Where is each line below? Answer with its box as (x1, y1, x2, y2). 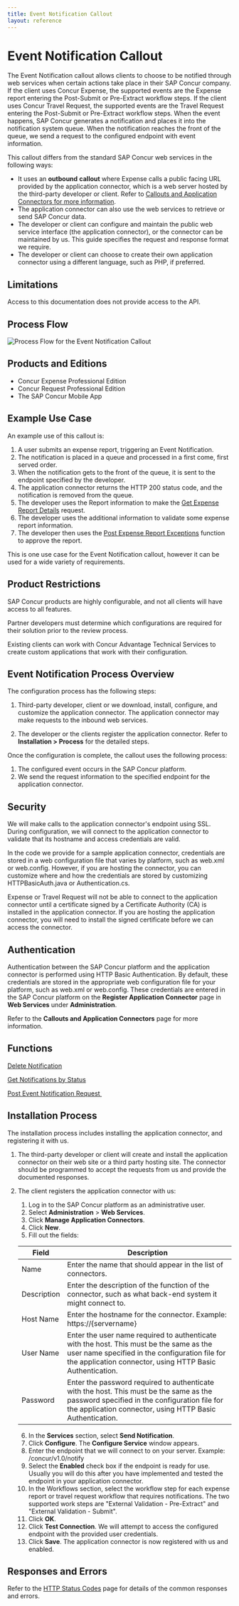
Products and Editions (7, 358, 107, 370)
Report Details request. (17, 505, 85, 514)
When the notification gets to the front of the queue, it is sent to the (17, 468, 216, 476)
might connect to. (67, 1298, 126, 1308)
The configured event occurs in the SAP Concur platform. (17, 765, 187, 773)
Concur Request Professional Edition (17, 384, 126, 393)
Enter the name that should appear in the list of (67, 1260, 224, 1270)
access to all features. (7, 604, 73, 613)
